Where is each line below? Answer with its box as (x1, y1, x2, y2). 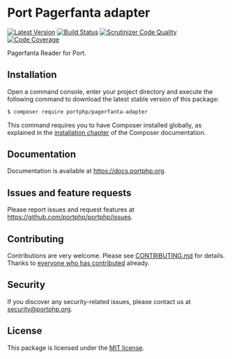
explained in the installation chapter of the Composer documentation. (7, 128, 206, 136)
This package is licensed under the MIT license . (7, 343, 145, 352)
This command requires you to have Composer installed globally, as (7, 120, 202, 129)
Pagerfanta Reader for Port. (7, 49, 87, 57)
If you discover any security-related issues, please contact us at (7, 297, 192, 305)
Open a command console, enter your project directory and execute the (7, 87, 213, 95)
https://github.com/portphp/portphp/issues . (7, 213, 133, 221)
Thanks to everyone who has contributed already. (7, 259, 150, 267)
